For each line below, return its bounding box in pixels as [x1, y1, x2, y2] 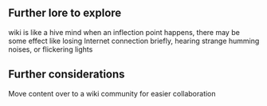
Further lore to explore [8, 6, 122, 20]
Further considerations [8, 68, 125, 81]
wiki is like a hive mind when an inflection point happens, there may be [8, 27, 241, 37]
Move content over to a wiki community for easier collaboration [8, 88, 217, 98]
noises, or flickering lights [8, 44, 93, 54]
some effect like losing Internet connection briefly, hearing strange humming [8, 36, 260, 45]
